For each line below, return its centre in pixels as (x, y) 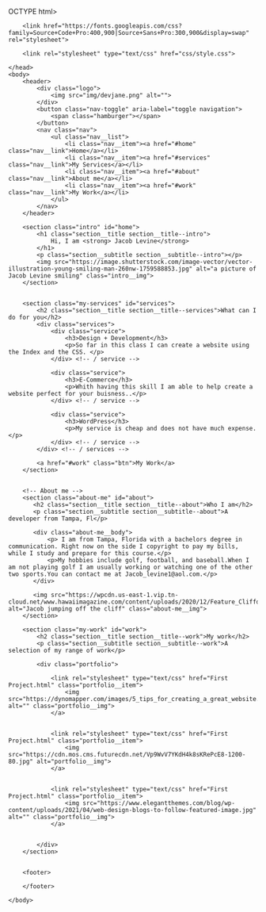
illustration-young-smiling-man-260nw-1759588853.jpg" (101, 269)
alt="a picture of (226, 269)
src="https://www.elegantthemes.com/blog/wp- (159, 803)
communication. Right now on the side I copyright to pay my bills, (123, 546)
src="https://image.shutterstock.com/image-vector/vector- (154, 262)
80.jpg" (21, 761)
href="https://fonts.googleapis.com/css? (112, 26)
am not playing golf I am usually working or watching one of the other (131, 567)
